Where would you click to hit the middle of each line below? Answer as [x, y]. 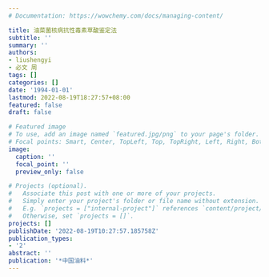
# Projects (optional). [48, 186]
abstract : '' [30, 254]
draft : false [30, 112]
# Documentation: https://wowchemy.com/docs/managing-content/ [116, 16]
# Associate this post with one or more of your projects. [112, 193]
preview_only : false [50, 172]
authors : [23, 53]
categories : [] [34, 82]
